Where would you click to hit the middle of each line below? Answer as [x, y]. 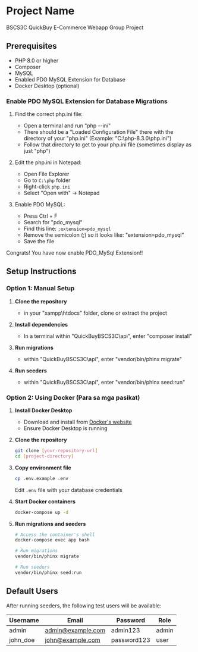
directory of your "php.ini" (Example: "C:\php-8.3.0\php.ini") [98, 139]
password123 [131, 640]
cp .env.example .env [41, 478]
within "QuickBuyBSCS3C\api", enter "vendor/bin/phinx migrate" [103, 359]
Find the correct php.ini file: [49, 114]
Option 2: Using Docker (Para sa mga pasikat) [73, 397]
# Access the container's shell [55, 535]
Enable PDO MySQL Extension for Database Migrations [87, 101]
